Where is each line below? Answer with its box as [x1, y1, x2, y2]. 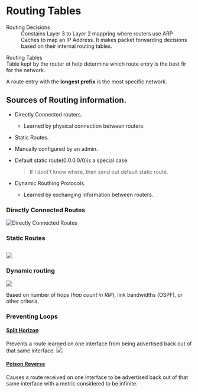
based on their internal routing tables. [21, 43, 112, 50]
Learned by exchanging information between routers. [23, 191, 154, 198]
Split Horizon [6, 327, 39, 334]
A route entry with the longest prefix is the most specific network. [6, 78, 167, 85]
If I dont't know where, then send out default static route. [29, 168, 168, 175]
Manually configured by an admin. [14, 145, 98, 152]
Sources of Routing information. [6, 95, 127, 105]
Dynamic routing [6, 267, 55, 275]
